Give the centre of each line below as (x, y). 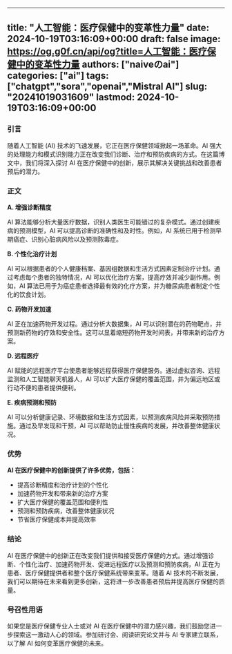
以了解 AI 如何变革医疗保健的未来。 (57, 643)
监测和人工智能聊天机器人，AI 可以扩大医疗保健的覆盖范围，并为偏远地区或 (114, 379)
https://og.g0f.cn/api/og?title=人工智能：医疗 (107, 51)
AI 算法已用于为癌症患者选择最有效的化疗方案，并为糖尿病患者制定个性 (120, 286)
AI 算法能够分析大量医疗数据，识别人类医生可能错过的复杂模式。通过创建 (111, 222)
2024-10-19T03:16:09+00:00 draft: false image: (114, 39)
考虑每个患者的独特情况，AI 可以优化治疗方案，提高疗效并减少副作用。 (114, 277)
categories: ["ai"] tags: (58, 76)
